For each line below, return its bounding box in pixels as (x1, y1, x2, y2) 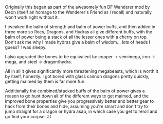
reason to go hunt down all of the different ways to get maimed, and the (5, 93, 149, 99)
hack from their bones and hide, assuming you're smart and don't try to (5, 104, 148, 109)
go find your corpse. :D (5, 114, 52, 119)
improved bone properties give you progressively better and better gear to (5, 98, 154, 104)
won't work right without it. (5, 15, 59, 20)
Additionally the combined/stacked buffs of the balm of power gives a (5, 88, 145, 93)
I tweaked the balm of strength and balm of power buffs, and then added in (5, 24, 156, 30)
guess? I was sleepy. (5, 45, 47, 50)
